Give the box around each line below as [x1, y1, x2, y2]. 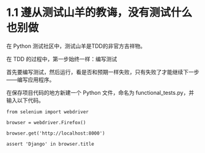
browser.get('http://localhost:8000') [6, 130, 105, 136]
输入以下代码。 [6, 96, 44, 104]
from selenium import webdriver [6, 108, 89, 115]
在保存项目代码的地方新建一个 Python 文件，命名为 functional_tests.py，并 [6, 89, 195, 96]
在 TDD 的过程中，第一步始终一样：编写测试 [6, 55, 117, 62]
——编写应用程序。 [6, 76, 55, 83]
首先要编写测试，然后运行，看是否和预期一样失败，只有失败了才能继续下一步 [6, 68, 199, 75]
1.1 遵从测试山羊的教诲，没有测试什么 [6, 6, 193, 20]
